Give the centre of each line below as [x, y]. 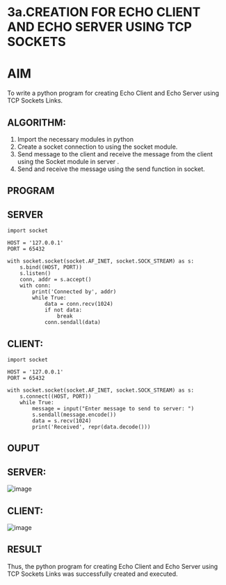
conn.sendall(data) [72, 323]
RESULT [25, 550]
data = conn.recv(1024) [79, 304]
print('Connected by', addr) [74, 292]
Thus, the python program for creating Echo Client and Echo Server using [113, 566]
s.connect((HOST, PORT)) [56, 396]
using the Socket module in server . [68, 161]
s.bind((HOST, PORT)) [51, 267]
